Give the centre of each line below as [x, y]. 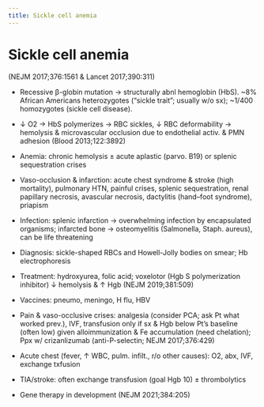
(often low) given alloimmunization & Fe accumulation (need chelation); [135, 332]
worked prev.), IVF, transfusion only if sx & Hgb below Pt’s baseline [129, 323]
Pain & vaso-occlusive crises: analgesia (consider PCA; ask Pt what [129, 315]
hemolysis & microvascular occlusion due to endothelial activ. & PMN [132, 132]
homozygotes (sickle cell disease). [76, 108]
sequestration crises [53, 164]
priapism [34, 205]
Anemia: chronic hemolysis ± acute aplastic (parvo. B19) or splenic [128, 156]
